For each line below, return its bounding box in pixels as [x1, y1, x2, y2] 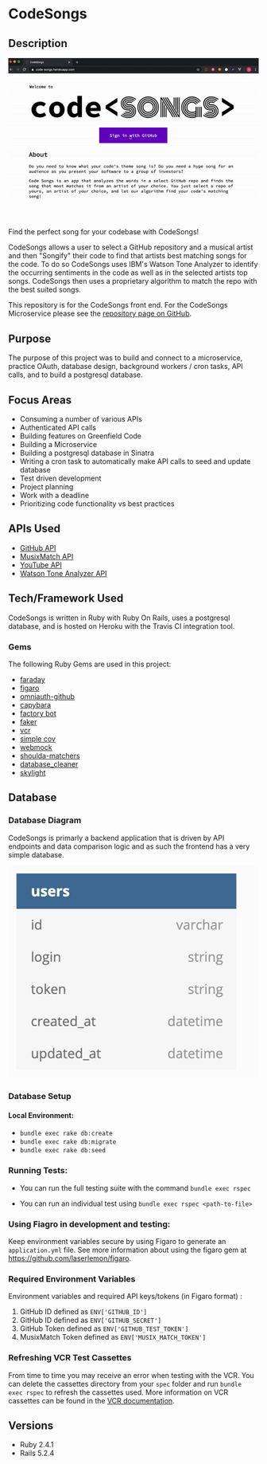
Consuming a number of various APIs [19, 414, 143, 424]
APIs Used [8, 522, 61, 536]
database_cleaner [19, 759, 79, 769]
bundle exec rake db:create [19, 1129, 113, 1138]
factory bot [19, 708, 57, 718]
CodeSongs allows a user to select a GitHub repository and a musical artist [8, 242, 253, 252]
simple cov [19, 734, 56, 744]
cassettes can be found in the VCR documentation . [8, 1395, 175, 1405]
